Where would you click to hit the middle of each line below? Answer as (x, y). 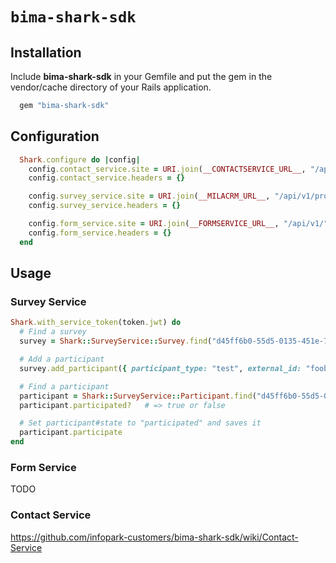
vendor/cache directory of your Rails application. (111, 87)
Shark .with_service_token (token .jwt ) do (96, 323)
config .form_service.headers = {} (100, 233)
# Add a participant (62, 359)
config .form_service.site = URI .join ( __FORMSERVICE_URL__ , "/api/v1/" (178, 224)
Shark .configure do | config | (80, 159)
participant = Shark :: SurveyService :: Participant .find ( (138, 396)
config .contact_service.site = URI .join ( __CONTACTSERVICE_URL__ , (167, 169)
